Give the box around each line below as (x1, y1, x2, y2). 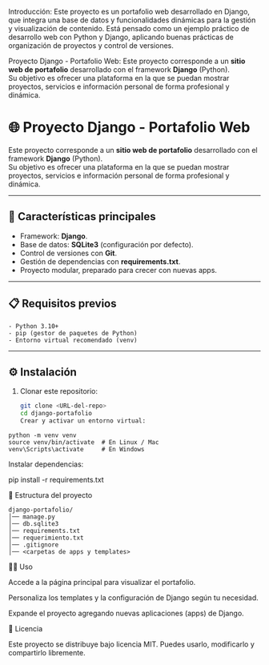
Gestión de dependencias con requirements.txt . (19, 256, 181, 266)
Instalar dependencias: (8, 459, 84, 469)
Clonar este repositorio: (19, 387, 98, 396)
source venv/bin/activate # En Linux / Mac (8, 439, 159, 447)
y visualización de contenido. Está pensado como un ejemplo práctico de (8, 24, 250, 33)
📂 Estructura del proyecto (8, 491, 93, 499)
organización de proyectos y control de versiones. (8, 41, 174, 50)
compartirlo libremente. (8, 648, 86, 657)
